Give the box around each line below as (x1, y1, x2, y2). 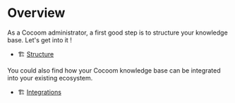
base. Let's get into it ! (7, 35, 72, 44)
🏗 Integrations (17, 87, 62, 96)
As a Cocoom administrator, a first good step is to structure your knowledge (7, 28, 228, 37)
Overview (7, 5, 66, 21)
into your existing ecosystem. (7, 73, 93, 82)
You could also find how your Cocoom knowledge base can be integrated (7, 66, 221, 75)
